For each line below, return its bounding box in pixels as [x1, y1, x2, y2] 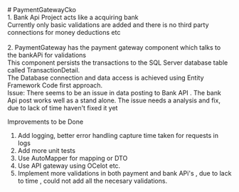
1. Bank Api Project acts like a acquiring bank [7, 13, 139, 21]
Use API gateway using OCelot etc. [17, 161, 121, 170]
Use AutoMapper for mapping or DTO [17, 154, 128, 162]
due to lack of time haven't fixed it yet [7, 104, 118, 112]
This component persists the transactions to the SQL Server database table [7, 58, 228, 67]
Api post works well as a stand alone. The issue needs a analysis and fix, [7, 96, 221, 105]
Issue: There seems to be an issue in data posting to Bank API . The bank [7, 89, 222, 97]
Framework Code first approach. [7, 81, 103, 90]
